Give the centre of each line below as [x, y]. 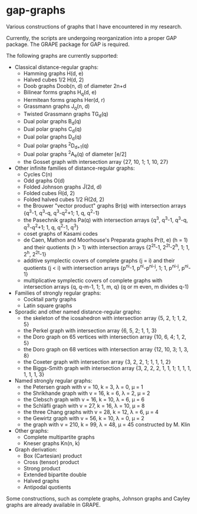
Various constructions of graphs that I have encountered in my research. [94, 27]
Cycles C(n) [38, 174]
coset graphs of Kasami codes [61, 233]
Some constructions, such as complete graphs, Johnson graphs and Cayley [98, 498]
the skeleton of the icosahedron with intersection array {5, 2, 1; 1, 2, [105, 318]
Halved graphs [41, 480]
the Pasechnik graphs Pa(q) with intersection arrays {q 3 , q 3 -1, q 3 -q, [106, 220]
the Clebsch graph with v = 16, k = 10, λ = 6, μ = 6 [84, 399]
